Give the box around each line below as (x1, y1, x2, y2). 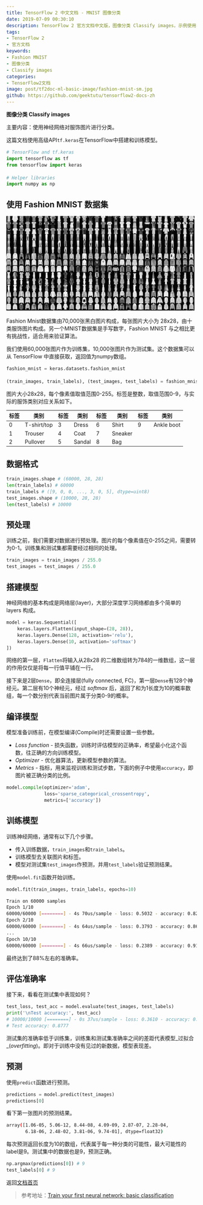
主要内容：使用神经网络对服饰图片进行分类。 (6, 124, 118, 131)
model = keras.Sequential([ (6, 619, 77, 625)
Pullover (25, 438, 45, 445)
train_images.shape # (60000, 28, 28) (6, 476, 104, 482)
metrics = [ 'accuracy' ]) (44, 797, 101, 803)
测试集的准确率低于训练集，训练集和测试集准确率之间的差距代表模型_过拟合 (6, 1034, 195, 1042)
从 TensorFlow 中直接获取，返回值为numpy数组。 (6, 353, 130, 360)
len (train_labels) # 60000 (6, 482, 74, 489)
